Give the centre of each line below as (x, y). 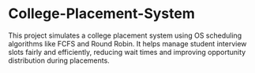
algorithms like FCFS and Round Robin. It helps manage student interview (127, 43)
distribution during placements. (59, 60)
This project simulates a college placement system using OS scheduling (125, 35)
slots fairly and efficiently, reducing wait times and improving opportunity (127, 52)
